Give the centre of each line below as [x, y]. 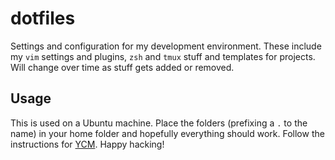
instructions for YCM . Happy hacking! [87, 144]
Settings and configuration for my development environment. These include [166, 46]
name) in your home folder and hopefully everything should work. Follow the [167, 133]
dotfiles [43, 18]
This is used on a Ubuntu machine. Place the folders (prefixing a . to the [159, 123]
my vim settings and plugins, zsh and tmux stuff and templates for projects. [163, 56]
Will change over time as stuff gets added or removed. [122, 67]
